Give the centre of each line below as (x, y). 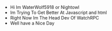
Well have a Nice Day (32, 23)
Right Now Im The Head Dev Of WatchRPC (54, 18)
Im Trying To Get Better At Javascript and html (59, 12)
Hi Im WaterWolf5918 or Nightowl (45, 7)
